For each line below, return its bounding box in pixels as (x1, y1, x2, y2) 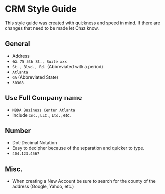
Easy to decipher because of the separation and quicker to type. (12, 145, 145, 151)
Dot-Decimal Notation (12, 140, 57, 146)
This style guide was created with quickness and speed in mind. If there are (5, 20, 160, 26)
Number (5, 126, 31, 135)
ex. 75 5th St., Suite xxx (12, 58, 67, 64)
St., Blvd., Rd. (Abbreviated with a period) (12, 63, 103, 69)
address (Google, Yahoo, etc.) (12, 183, 74, 190)
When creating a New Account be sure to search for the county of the (12, 178, 156, 184)
